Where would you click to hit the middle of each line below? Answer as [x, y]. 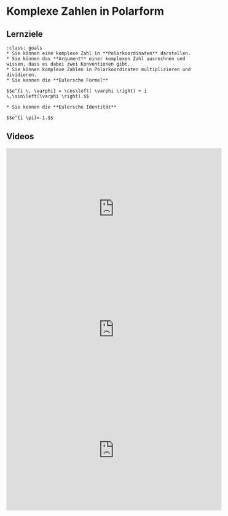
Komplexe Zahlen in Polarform [85, 11]
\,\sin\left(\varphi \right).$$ [48, 96]
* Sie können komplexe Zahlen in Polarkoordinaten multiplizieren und [99, 69]
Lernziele [25, 34]
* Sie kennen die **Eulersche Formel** [57, 80]
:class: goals [25, 48]
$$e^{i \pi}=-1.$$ [30, 118]
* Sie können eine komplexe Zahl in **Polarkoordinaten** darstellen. [99, 53]
